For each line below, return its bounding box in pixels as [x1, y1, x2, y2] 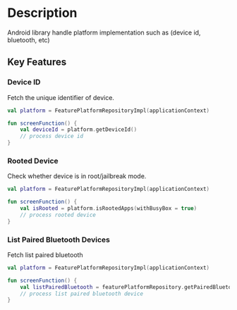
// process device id [20, 132, 83, 140]
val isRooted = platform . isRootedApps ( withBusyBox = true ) [20, 205, 197, 212]
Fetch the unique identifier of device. [7, 93, 115, 101]
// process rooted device [20, 211, 97, 218]
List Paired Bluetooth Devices [7, 235, 111, 244]
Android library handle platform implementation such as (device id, [7, 28, 201, 37]
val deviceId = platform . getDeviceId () [20, 126, 138, 133]
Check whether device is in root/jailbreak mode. [7, 172, 147, 180]
